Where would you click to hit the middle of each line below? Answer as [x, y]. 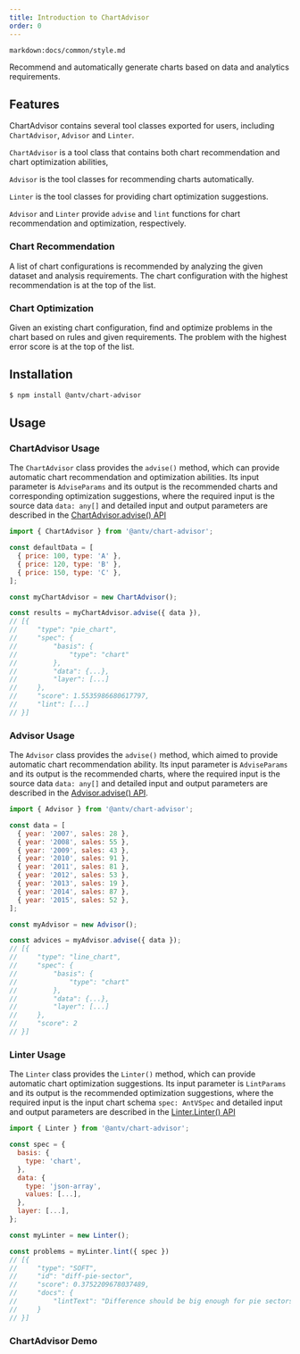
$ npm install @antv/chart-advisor [75, 395]
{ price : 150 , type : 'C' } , [70, 572]
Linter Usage [37, 1054]
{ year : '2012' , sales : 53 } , [73, 876]
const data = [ [37, 825]
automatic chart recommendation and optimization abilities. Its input [134, 478]
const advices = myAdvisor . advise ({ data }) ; [95, 941]
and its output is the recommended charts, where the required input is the [145, 774]
